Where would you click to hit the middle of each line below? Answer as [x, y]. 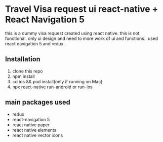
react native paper [31, 125]
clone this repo [27, 71]
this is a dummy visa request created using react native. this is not [72, 33]
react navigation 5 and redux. [35, 43]
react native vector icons [38, 135]
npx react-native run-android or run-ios [52, 87]
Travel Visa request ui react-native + [81, 9]
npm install [23, 76]
